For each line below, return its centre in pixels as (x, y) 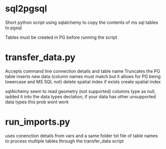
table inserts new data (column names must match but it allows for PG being (83, 76)
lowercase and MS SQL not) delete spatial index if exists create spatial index (83, 81)
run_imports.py (38, 122)
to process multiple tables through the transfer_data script (64, 141)
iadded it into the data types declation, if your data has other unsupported (81, 96)
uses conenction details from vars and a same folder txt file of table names (82, 136)
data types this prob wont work (37, 102)
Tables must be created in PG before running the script (61, 37)
